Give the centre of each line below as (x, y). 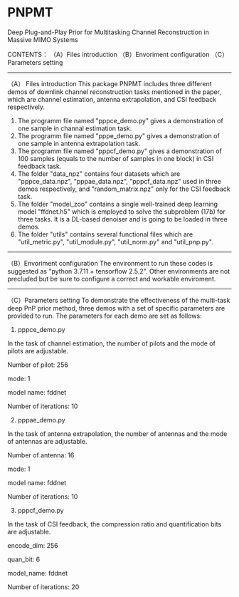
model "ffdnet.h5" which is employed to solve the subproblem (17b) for (121, 212)
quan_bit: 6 (24, 559)
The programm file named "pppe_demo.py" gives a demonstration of (119, 135)
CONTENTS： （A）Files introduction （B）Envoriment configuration (108, 54)
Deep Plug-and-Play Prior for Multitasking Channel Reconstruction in (108, 32)
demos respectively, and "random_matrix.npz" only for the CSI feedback (124, 189)
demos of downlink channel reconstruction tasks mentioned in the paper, (115, 92)
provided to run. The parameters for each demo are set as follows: (105, 316)
